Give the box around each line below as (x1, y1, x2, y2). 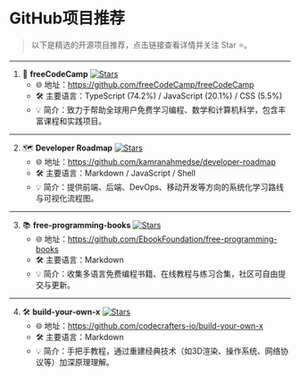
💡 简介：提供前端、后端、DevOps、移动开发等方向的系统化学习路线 (35, 181, 284, 192)
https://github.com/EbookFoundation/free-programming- (67, 234, 278, 244)
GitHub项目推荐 (9, 8, 125, 29)
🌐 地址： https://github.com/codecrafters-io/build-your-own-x (35, 320, 263, 331)
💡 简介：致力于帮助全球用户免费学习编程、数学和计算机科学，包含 (35, 104, 279, 115)
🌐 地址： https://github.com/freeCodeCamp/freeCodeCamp (35, 79, 254, 90)
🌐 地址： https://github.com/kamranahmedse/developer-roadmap (35, 156, 277, 167)
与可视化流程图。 (35, 192, 99, 203)
